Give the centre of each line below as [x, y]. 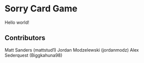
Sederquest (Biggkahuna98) [34, 55]
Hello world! [17, 22]
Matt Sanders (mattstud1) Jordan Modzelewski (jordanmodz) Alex [72, 50]
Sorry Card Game [41, 9]
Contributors [25, 38]
